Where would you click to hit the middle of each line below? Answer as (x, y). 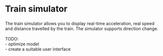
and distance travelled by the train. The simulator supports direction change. (82, 29)
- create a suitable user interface (38, 49)
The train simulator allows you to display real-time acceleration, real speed (80, 24)
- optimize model (22, 44)
